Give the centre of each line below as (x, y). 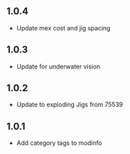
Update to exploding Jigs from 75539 (69, 105)
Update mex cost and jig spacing (63, 28)
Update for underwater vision (58, 66)
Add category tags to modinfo (59, 143)
